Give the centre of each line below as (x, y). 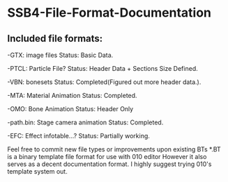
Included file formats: (55, 39)
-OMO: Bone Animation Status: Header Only (70, 109)
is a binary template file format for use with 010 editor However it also (107, 157)
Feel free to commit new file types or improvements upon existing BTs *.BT (114, 149)
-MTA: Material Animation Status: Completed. (72, 96)
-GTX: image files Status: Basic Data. (60, 55)
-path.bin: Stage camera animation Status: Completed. (85, 122)
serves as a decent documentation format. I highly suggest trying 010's (109, 164)
